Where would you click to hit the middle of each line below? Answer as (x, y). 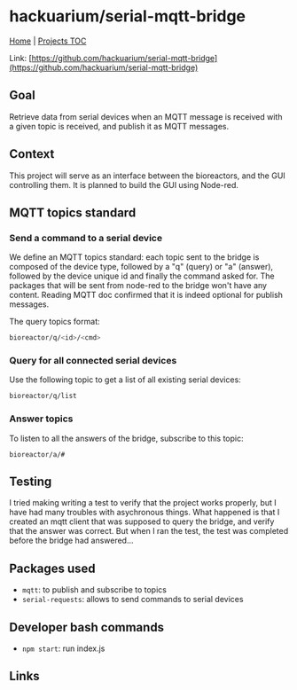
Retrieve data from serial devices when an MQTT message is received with (146, 116)
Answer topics (41, 419)
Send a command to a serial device (86, 238)
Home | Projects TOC (48, 41)
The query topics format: (55, 322)
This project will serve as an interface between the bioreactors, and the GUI (147, 176)
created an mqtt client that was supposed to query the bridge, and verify (142, 521)
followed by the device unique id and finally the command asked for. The (142, 276)
